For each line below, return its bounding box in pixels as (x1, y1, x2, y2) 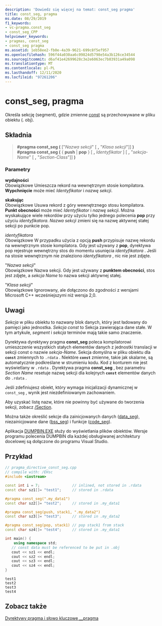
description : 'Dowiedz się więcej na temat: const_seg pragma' (5, 7, 135, 12)
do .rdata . (5, 375, 27, 381)
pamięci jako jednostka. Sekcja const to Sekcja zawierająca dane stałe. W (5, 324, 152, 330)
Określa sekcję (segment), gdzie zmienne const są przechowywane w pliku (5, 112, 156, 117)
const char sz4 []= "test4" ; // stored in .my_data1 (5, 527, 120, 532)
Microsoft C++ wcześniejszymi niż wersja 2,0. (5, 292, 97, 298)
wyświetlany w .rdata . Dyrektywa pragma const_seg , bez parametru (5, 364, 146, 370)
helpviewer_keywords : (5, 34, 49, 39)
